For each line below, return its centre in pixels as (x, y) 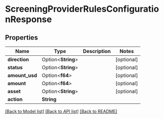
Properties (22, 37)
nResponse (29, 19)
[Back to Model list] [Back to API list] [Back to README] (61, 111)
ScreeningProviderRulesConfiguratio (82, 9)
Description (97, 51)
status (15, 67)
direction (18, 59)
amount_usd (23, 75)
